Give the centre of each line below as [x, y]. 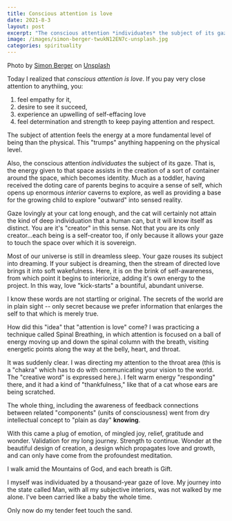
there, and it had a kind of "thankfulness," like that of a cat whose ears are [113, 384]
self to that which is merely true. [53, 313]
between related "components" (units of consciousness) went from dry [108, 413]
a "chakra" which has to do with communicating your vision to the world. [110, 370]
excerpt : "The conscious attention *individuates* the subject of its [111, 33]
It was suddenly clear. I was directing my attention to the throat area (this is [114, 363]
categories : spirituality [44, 46]
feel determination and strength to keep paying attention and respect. [116, 121]
